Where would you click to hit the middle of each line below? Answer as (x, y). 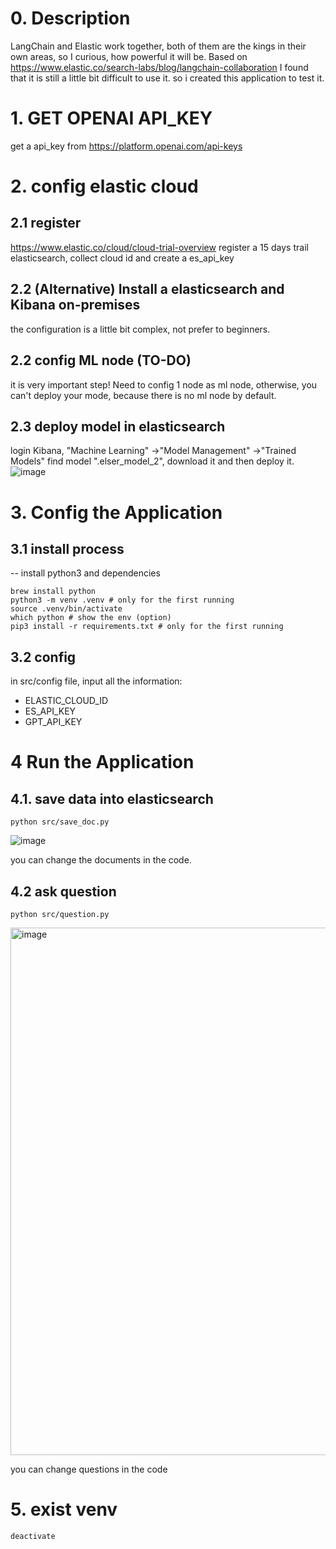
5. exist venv (64, 1509)
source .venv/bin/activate (66, 609)
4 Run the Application (102, 762)
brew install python (53, 592)
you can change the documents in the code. (101, 860)
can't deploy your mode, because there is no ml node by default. (143, 395)
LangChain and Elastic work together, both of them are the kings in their (158, 46)
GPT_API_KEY (53, 722)
